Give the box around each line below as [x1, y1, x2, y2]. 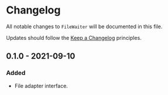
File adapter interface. [14, 82, 68, 89]
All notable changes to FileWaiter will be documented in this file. [6, 23, 163, 30]
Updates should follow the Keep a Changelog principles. [6, 34, 142, 41]
